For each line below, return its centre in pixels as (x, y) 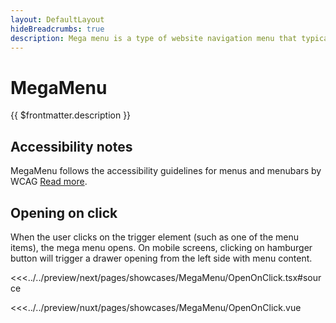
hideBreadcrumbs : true (57, 29)
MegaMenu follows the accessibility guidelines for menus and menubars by (166, 171)
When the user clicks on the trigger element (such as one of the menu (155, 237)
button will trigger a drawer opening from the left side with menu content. (161, 258)
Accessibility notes (71, 146)
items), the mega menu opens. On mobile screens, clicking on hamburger (161, 247)
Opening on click (64, 212)
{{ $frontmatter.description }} (71, 115)
